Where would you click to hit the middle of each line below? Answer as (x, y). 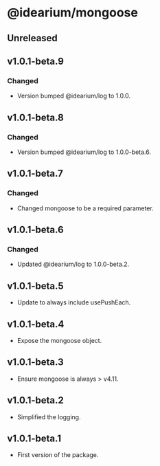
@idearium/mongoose (73, 13)
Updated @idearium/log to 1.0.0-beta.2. (73, 264)
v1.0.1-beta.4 (36, 324)
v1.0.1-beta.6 (35, 230)
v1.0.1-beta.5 (35, 286)
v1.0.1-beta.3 (35, 362)
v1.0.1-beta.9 (35, 61)
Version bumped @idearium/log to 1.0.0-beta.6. (84, 152)
